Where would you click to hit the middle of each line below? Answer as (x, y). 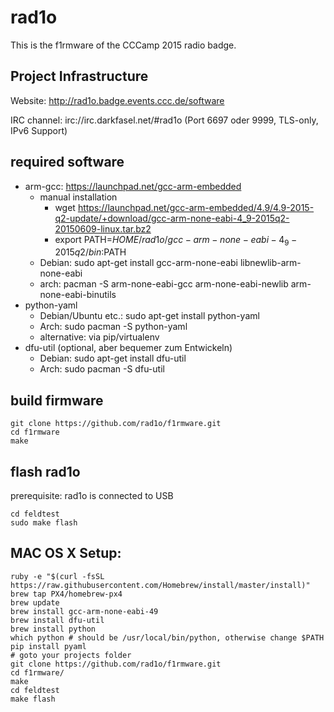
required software (67, 162)
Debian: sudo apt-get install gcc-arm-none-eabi (138, 263)
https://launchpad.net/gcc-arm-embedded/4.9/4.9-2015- (196, 207)
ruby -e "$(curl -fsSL (57, 576)
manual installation (78, 197)
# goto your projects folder (71, 655)
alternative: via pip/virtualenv (99, 337)
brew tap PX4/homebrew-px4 (66, 594)
